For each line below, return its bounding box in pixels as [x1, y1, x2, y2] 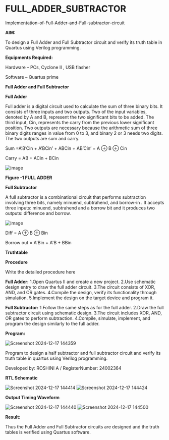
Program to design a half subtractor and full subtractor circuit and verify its [5, 350, 161, 356]
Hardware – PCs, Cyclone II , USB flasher [5, 64, 91, 70]
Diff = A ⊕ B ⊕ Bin [5, 230, 48, 236]
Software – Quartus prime [5, 74, 59, 80]
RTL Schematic [5, 374, 38, 381]
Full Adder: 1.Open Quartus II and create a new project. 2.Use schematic [5, 279, 156, 285]
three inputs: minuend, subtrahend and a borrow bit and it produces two [5, 205, 155, 211]
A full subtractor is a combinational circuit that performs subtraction [5, 194, 146, 200]
